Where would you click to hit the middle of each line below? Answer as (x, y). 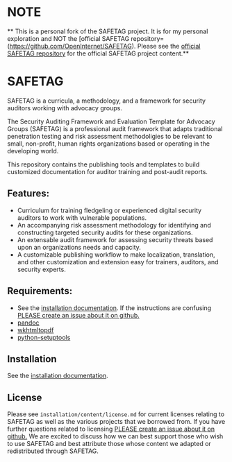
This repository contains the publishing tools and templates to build (103, 164)
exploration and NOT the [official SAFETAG (68, 38)
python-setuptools (44, 337)
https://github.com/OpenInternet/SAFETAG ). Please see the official (105, 46)
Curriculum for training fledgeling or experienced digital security (109, 210)
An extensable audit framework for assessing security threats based (115, 239)
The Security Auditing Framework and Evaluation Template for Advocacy (111, 121)
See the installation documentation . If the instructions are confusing (114, 308)
